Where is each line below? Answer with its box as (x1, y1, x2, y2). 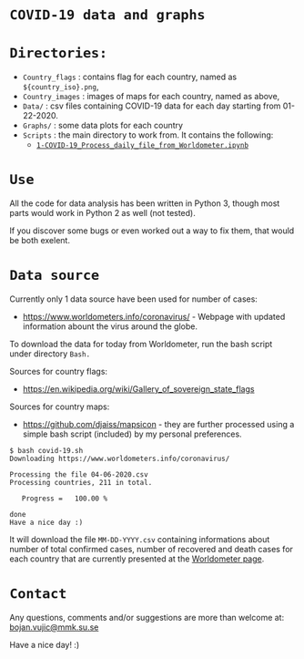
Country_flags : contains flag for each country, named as (22, 71, 238, 83)
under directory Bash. (9, 348, 91, 359)
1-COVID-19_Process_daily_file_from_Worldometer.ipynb (35, 141, 248, 150)
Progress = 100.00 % (21, 494, 107, 503)
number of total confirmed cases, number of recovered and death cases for (9, 544, 294, 554)
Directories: (9, 45, 107, 62)
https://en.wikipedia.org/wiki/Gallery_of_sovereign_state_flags (22, 384, 255, 394)
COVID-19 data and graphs (9, 6, 206, 24)
